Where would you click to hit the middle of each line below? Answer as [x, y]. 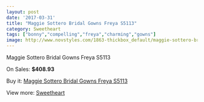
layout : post [23, 12]
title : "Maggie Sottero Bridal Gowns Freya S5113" [72, 23]
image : [15, 40]
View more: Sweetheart [36, 93]
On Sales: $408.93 [30, 69]
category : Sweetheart [34, 29]
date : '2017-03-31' [31, 18]
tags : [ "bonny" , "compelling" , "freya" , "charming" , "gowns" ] [81, 35]
